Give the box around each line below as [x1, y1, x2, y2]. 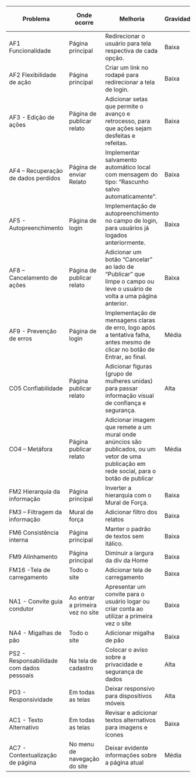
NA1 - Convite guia [9, 598, 63, 605]
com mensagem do [104, 170, 158, 178]
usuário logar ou [104, 598, 150, 605]
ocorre [75, 19, 94, 26]
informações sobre [104, 751, 157, 759]
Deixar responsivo [104, 685, 155, 692]
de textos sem [104, 533, 144, 540]
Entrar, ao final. [104, 353, 147, 361]
